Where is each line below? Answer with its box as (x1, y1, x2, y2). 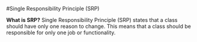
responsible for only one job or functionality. (6, 29, 116, 36)
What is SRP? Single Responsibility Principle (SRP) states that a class (6, 17, 178, 23)
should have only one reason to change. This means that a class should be (6, 23, 191, 30)
